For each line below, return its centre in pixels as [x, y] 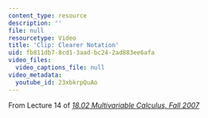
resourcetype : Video [43, 38]
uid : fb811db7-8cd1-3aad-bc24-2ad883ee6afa [82, 53]
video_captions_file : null [60, 68]
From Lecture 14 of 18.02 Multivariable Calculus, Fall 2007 [104, 105]
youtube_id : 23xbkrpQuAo [57, 82]
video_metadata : [35, 75]
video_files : [30, 61]
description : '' [35, 23]
